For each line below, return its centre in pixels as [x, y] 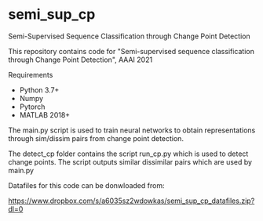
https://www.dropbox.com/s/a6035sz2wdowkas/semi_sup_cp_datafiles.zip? [131, 201]
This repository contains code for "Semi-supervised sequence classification [131, 51]
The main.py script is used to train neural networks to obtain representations [132, 130]
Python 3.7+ [39, 90]
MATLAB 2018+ [45, 114]
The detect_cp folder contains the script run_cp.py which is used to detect [128, 154]
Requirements [31, 74]
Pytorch [32, 107]
